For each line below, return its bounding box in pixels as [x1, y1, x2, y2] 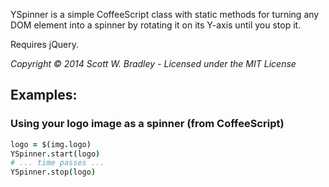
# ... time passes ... [10, 158, 105, 168]
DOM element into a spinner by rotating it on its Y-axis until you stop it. [10, 19, 302, 31]
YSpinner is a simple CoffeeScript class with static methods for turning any [10, 9, 320, 20]
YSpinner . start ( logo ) [10, 149, 101, 159]
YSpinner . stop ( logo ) [10, 167, 97, 178]
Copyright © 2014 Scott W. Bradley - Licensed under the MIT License [10, 58, 297, 69]
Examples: [10, 87, 78, 104]
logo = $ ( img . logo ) [10, 139, 92, 149]
